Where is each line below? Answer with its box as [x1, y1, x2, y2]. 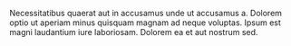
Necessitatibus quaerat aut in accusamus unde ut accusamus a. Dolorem [9, 8, 283, 18]
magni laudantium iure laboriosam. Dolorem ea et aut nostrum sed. [9, 27, 258, 37]
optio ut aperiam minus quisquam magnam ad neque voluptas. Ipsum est [9, 17, 281, 28]
